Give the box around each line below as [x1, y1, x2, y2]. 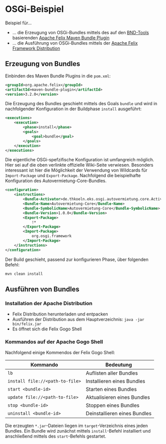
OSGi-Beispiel [5, 3, 64, 15]
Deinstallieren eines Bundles [85, 410, 152, 417]
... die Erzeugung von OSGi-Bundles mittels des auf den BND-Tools [12, 29, 149, 35]
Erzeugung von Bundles [5, 60, 81, 68]
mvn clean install [5, 271, 43, 276]
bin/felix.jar [12, 321, 41, 327]
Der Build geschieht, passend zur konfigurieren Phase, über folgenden [5, 256, 149, 262]
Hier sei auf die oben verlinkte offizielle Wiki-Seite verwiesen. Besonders [5, 162, 154, 168]
